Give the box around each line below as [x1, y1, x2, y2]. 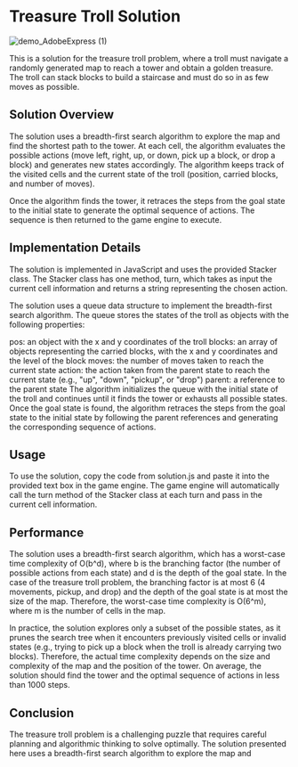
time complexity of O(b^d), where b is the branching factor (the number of [9, 559, 281, 569]
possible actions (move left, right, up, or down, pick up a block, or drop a [9, 150, 276, 160]
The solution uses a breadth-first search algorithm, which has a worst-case [9, 549, 286, 559]
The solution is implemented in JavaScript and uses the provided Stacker [9, 264, 278, 274]
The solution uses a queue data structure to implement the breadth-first [9, 300, 273, 311]
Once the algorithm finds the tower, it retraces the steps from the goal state [9, 195, 286, 206]
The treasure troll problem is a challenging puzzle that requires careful [9, 729, 267, 739]
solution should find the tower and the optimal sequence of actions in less [9, 670, 280, 681]
